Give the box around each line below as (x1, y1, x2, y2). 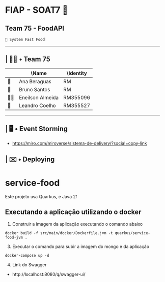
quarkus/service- (114, 230, 151, 236)
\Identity (66, 70, 87, 76)
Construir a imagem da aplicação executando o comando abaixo (12, 221, 143, 227)
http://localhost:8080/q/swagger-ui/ (12, 271, 86, 277)
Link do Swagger (12, 261, 47, 268)
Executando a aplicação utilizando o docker (5, 208, 141, 216)
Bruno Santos (19, 86, 51, 93)
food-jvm (5, 235, 23, 240)
